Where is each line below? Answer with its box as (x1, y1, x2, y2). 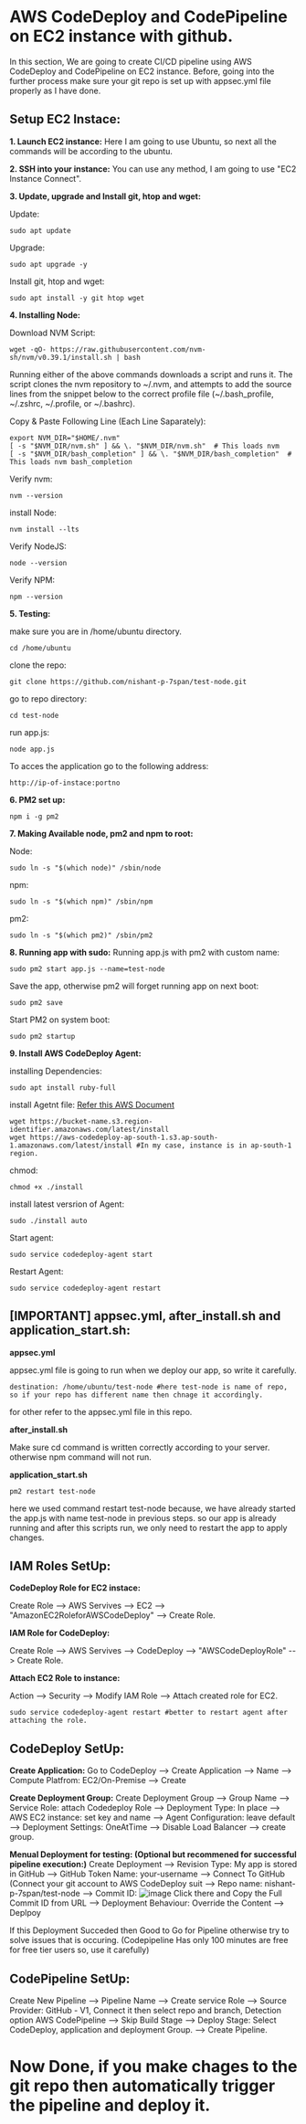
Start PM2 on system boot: (9, 1014, 111, 1025)
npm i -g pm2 (9, 811, 59, 821)
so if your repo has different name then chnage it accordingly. (9, 1390, 263, 1400)
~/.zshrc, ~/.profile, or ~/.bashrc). (9, 397, 135, 408)
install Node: (9, 507, 57, 518)
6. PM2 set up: (9, 794, 66, 805)
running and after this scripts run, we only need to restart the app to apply (9, 1522, 288, 1533)
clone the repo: (9, 660, 67, 671)
